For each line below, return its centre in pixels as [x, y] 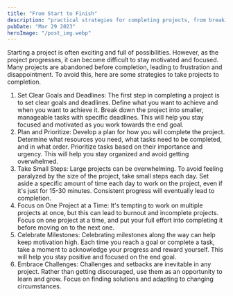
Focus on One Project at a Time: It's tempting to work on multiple [110, 205]
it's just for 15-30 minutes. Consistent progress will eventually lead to [116, 191]
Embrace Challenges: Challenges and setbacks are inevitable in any [114, 264]
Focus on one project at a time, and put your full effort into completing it [120, 220]
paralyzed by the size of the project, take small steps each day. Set [113, 176]
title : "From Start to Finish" [52, 13]
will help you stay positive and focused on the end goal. [97, 257]
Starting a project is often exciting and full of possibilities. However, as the [113, 53]
